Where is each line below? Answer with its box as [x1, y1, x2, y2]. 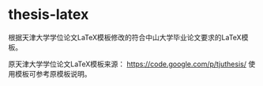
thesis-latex [8, 6, 89, 24]
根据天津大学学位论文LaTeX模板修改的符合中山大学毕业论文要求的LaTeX [8, 32, 242, 42]
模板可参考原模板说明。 [14, 69, 92, 78]
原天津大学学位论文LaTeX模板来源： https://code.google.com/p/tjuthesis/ [8, 59, 247, 69]
